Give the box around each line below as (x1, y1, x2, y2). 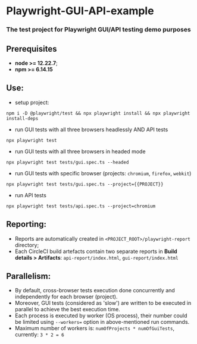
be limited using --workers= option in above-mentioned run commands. (14, 318, 190, 326)
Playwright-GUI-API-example (6, 4, 154, 18)
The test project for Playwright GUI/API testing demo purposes (6, 26, 192, 34)
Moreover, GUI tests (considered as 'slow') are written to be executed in (14, 299, 192, 307)
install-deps (6, 115, 39, 121)
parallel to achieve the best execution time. (14, 306, 120, 313)
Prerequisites (6, 43, 57, 54)
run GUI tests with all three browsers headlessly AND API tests (14, 126, 168, 133)
